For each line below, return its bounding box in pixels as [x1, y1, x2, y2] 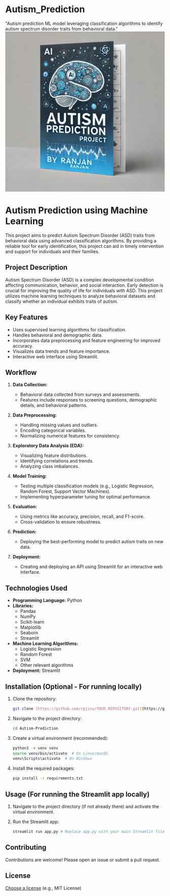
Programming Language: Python [12, 597, 82, 603]
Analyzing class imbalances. [20, 464, 79, 470]
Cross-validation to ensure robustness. [20, 519, 102, 525]
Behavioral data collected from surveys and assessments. [20, 391, 141, 397]
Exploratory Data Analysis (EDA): [12, 443, 84, 449]
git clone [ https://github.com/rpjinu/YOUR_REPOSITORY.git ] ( [12, 706, 145, 711]
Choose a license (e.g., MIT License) [5, 885, 82, 891]
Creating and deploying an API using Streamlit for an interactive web [20, 564, 163, 570]
